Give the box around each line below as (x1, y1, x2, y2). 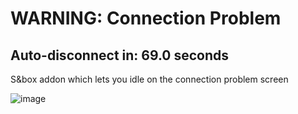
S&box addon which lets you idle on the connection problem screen (10, 73, 289, 85)
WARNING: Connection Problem (10, 7, 282, 30)
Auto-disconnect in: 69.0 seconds (10, 47, 230, 64)
